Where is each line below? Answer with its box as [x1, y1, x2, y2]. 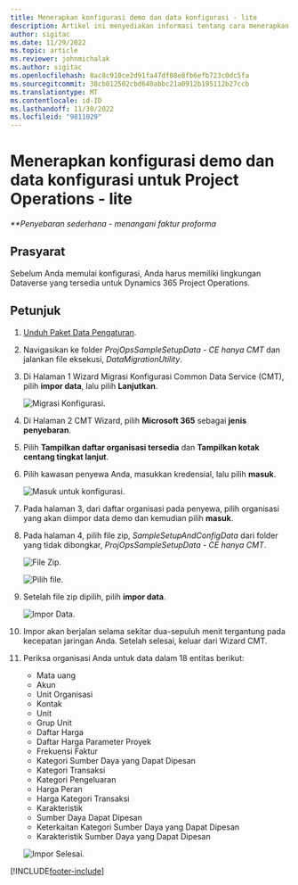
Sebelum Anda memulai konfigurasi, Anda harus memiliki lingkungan [10, 268, 262, 278]
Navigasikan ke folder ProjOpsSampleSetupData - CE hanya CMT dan [22, 344, 281, 355]
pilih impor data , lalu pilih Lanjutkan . [22, 380, 158, 391]
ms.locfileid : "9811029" [10, 112, 102, 121]
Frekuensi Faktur [36, 746, 99, 757]
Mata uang [36, 670, 77, 681]
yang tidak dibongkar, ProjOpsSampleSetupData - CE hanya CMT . [22, 539, 267, 550]
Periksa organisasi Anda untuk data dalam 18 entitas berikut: [22, 652, 245, 663]
